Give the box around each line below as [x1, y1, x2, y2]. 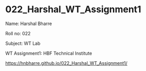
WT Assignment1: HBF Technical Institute [5, 50, 92, 56]
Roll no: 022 [5, 30, 31, 36]
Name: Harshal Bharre [5, 20, 52, 27]
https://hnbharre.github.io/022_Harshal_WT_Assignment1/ [5, 60, 128, 66]
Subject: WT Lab [5, 40, 41, 46]
